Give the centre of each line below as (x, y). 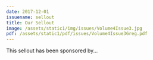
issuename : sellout (30, 17)
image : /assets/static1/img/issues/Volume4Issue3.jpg (74, 28)
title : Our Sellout (30, 23)
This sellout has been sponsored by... (52, 50)
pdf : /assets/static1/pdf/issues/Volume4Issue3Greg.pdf (77, 34)
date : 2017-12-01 (28, 12)
